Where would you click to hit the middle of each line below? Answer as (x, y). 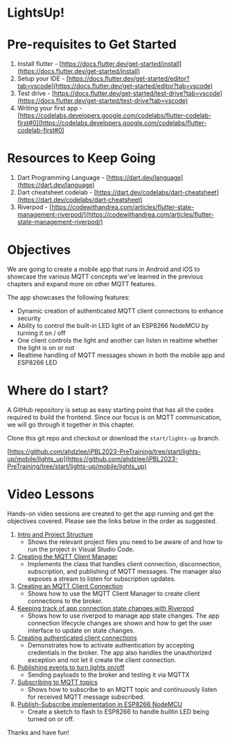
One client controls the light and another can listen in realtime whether (117, 340)
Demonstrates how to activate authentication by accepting (111, 645)
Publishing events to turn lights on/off (71, 667)
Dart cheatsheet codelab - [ (57, 192)
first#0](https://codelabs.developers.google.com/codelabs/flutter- (112, 123)
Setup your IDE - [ (43, 79)
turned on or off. (51, 719)
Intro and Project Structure (55, 534)
